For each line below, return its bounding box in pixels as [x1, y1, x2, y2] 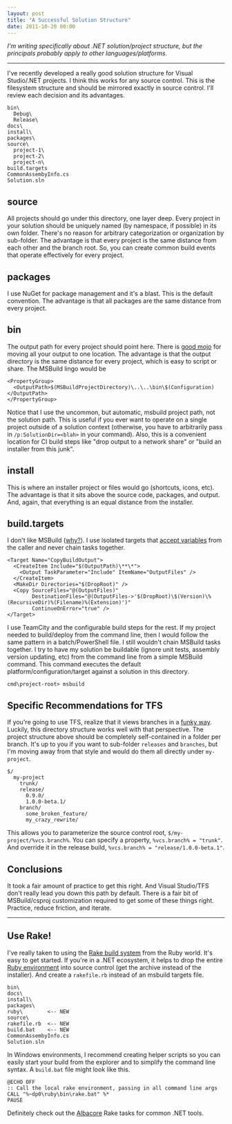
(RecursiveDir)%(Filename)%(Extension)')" [7, 599, 131, 606]
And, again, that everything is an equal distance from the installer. [7, 498, 194, 506]
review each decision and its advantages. [7, 91, 126, 100]
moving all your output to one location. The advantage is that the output [7, 350, 211, 358]
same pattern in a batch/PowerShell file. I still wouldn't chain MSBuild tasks [7, 638, 221, 646]
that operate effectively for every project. [7, 251, 124, 259]
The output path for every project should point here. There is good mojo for [7, 342, 222, 350]
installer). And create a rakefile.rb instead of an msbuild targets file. [7, 971, 204, 979]
